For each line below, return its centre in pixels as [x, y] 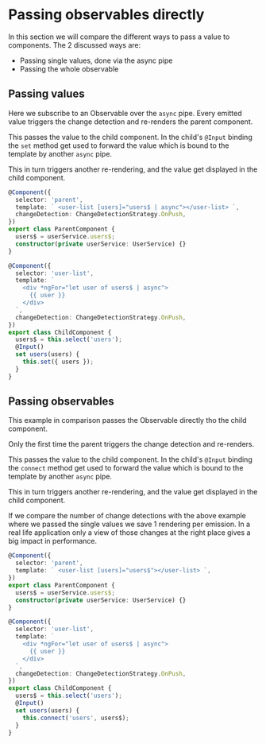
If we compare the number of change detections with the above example [127, 516]
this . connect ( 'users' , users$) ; [76, 718]
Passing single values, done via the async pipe [96, 60]
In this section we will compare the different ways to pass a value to [119, 37]
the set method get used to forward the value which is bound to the [119, 145]
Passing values [46, 94]
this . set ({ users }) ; [58, 362]
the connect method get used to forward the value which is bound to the [126, 468]
